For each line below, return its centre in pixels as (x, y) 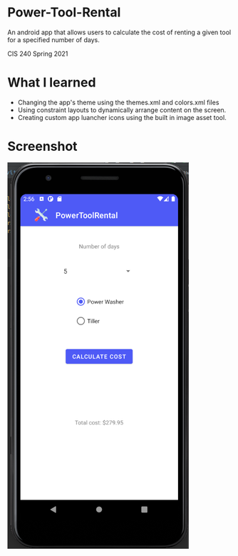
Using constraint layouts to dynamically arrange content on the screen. (122, 110)
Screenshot (42, 147)
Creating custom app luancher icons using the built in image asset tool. (122, 117)
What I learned (52, 83)
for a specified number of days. (53, 39)
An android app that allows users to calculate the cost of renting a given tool (119, 32)
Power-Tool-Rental (64, 13)
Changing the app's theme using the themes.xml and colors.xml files (118, 102)
